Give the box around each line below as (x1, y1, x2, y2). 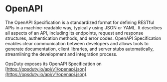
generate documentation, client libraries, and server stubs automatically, (5, 46, 154, 52)
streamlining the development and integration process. (5, 51, 118, 57)
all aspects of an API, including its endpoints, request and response (5, 30, 144, 36)
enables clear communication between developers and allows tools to (5, 40, 149, 46)
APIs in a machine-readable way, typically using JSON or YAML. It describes (5, 24, 162, 30)
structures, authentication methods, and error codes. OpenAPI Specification (5, 35, 162, 41)
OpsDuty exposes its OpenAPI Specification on (5, 61, 102, 67)
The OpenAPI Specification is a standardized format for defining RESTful (5, 19, 155, 25)
